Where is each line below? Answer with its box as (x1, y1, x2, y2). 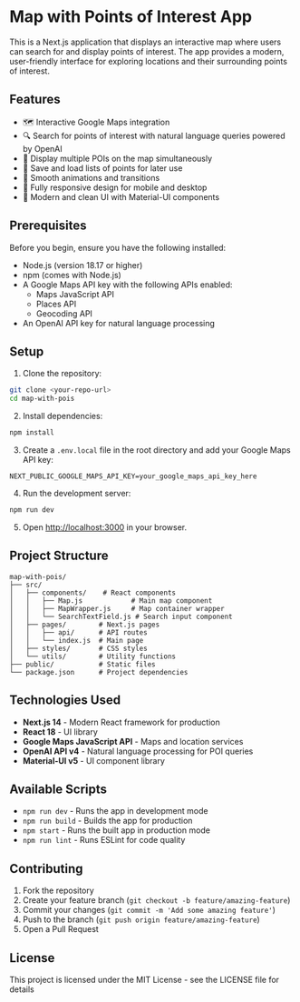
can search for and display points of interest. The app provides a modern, (9, 45, 285, 56)
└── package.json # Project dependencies (9, 667, 189, 676)
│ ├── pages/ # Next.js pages (9, 620, 160, 629)
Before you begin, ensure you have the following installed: (9, 242, 227, 253)
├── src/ (9, 580, 43, 589)
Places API (35, 298, 77, 309)
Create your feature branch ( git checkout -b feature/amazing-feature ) (22, 895, 291, 906)
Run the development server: (22, 488, 131, 498)
